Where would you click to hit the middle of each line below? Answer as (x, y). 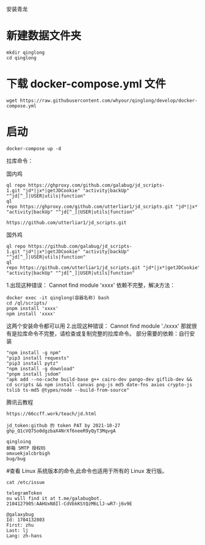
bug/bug (16, 459)
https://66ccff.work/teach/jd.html (52, 414)
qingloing (19, 441)
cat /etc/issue (26, 482)
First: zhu (20, 525)
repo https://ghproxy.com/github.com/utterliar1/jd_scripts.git (90, 206)
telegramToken (24, 493)
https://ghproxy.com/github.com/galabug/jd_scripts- (97, 185)
